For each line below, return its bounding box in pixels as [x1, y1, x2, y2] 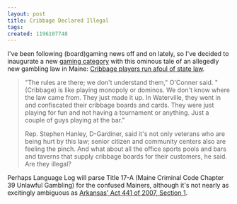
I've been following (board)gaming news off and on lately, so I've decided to [7, 50, 229, 58]
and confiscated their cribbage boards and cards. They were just [24, 101, 214, 110]
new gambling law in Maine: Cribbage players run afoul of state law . [7, 64, 205, 73]
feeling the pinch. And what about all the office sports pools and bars [24, 144, 226, 153]
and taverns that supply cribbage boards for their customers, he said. [24, 152, 228, 161]
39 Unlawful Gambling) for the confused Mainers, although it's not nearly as [7, 181, 229, 190]
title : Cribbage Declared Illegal [7, 17, 110, 24]
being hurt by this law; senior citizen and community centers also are [24, 137, 226, 146]
